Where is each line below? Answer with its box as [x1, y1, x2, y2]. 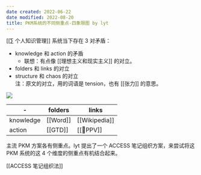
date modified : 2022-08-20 [6, 14, 74, 20]
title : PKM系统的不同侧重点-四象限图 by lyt [6, 20, 109, 26]
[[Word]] [46, 116, 71, 124]
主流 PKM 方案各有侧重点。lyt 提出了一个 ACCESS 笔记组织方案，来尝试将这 [6, 142, 195, 149]
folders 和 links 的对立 [14, 65, 70, 72]
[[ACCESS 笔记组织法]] [6, 162, 63, 170]
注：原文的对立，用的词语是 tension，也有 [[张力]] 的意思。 [14, 80, 162, 87]
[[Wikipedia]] [76, 116, 114, 124]
